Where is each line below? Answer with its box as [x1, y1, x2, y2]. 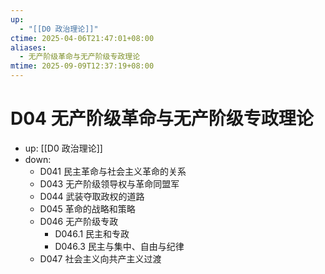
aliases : [10, 42, 47, 53]
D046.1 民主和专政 [54, 227, 130, 240]
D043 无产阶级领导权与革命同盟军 [39, 177, 180, 190]
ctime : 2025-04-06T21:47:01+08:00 [10, 33, 155, 43]
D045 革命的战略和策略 [39, 202, 136, 215]
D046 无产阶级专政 [39, 215, 119, 227]
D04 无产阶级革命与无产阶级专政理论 [10, 107, 314, 130]
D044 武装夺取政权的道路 [39, 190, 145, 202]
